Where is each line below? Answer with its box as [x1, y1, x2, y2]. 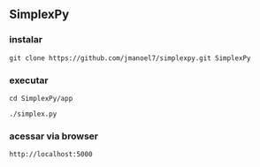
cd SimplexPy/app [9, 94, 73, 102]
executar [9, 74, 49, 87]
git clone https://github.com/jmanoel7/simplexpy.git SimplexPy [9, 53, 251, 63]
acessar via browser [9, 130, 99, 142]
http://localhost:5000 [9, 150, 93, 159]
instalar [9, 34, 42, 46]
